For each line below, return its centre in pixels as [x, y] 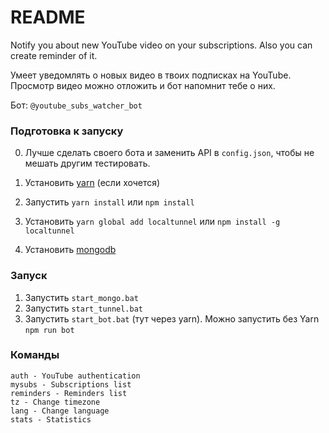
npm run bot [49, 330]
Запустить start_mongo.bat [81, 297]
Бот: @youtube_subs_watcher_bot [76, 105]
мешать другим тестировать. [87, 163]
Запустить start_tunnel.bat [83, 308]
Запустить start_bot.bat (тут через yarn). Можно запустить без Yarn [172, 318]
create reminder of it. [54, 55]
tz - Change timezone [55, 402]
